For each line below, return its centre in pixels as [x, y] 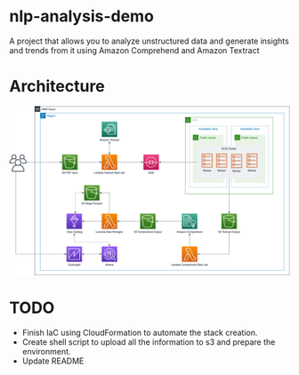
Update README [53, 361]
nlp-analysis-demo [81, 16]
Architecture [57, 87]
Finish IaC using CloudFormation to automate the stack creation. [140, 332]
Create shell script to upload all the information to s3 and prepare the [149, 342]
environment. [46, 351]
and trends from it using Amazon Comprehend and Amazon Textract [134, 50]
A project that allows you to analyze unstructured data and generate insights [149, 41]
